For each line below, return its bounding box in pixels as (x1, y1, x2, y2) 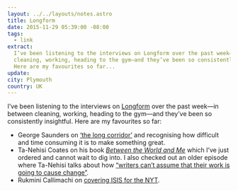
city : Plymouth (7, 76, 52, 83)
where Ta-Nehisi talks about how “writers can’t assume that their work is (17, 161, 230, 170)
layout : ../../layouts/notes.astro (7, 10, 113, 18)
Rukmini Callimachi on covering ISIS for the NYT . (17, 176, 160, 185)
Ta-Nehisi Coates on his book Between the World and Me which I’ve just (17, 146, 229, 154)
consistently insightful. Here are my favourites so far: (7, 117, 161, 126)
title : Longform (7, 17, 55, 24)
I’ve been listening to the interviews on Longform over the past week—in (7, 102, 220, 110)
